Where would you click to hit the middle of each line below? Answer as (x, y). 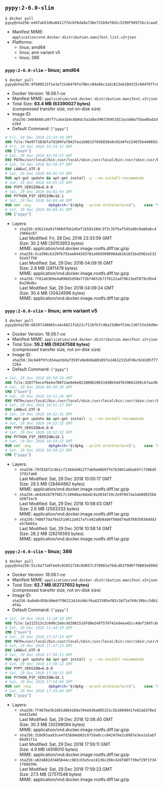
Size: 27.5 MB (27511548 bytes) (50, 774)
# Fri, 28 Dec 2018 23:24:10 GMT (39, 138)
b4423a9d (28, 714)
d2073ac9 (28, 499)
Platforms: (22, 42)
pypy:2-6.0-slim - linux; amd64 (42, 70)
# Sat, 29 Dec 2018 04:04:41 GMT (39, 210)
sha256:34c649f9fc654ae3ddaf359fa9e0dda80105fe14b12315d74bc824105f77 (85, 360)
